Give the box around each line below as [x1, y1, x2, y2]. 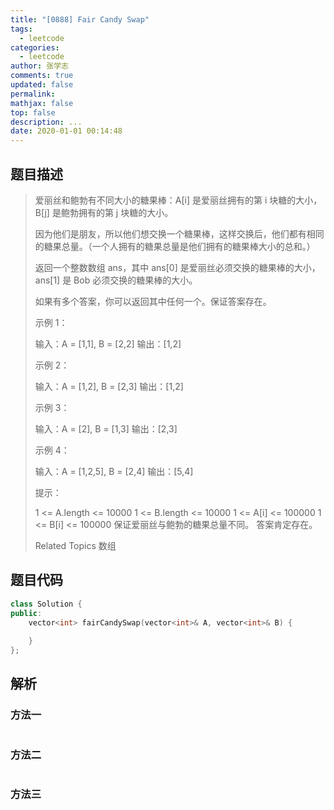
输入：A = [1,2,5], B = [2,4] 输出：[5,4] [34, 465, 194, 477]
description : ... [10, 117, 83, 127]
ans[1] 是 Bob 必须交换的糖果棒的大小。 [34, 274, 198, 286]
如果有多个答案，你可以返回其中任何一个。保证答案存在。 [34, 295, 272, 307]
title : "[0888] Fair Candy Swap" [10, 14, 150, 25]
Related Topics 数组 [34, 539, 117, 551]
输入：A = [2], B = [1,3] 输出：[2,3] [34, 422, 178, 435]
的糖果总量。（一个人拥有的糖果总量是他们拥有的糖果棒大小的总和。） [34, 240, 316, 252]
